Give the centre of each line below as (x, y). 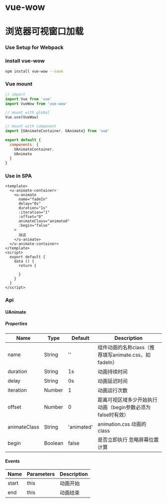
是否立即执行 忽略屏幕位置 (128, 440)
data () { (24, 261)
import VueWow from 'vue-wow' (37, 104)
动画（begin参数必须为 (124, 407)
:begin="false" (34, 226)
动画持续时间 (113, 372)
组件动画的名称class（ (124, 347)
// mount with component (31, 126)
